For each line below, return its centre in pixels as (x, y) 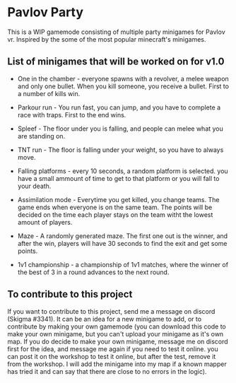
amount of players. (45, 222)
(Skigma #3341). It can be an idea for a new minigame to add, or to (105, 319)
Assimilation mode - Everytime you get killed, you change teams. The (118, 199)
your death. (34, 186)
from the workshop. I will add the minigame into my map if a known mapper (117, 364)
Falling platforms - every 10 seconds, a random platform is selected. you (123, 171)
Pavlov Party (45, 12)
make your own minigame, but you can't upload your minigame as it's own (116, 334)
